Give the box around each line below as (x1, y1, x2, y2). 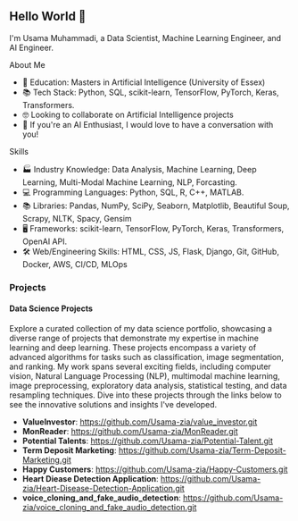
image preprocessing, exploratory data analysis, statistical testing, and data (9, 380, 287, 391)
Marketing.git (21, 454, 71, 465)
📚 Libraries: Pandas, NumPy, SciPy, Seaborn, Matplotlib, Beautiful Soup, (21, 200, 290, 211)
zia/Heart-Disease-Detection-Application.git (21, 483, 185, 493)
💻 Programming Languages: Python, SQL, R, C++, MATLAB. (21, 187, 244, 197)
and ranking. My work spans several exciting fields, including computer (9, 361, 272, 372)
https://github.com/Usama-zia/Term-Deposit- (118, 444, 287, 456)
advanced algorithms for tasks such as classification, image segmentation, (9, 351, 284, 362)
